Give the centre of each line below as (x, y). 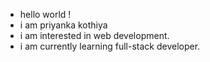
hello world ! (45, 14)
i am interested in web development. (94, 35)
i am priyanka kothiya (63, 25)
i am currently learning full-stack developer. (110, 46)
